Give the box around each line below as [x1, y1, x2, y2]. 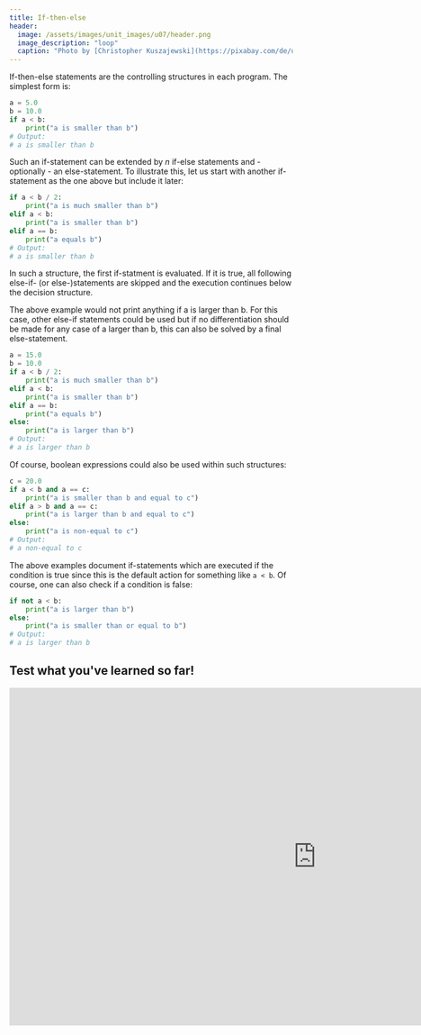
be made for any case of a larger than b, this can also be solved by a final [9, 323, 282, 334]
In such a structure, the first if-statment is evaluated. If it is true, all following [9, 268, 292, 279]
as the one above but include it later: [48, 176, 184, 186]
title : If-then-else [9, 13, 87, 23]
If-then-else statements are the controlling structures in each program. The [9, 71, 288, 82]
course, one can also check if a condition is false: [9, 578, 193, 590]
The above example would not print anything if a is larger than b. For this [9, 304, 279, 315]
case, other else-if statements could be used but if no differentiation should [9, 314, 290, 325]
